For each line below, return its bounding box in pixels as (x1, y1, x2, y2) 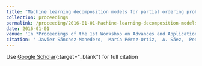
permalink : (6, 20, 34, 26)
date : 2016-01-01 (6, 25, 50, 32)
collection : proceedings (6, 14, 69, 20)
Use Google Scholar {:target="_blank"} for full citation (6, 53, 138, 60)
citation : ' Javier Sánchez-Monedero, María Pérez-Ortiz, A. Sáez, (6, 37, 185, 43)
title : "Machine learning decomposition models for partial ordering (6, 8, 185, 15)
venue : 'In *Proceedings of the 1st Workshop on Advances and (6, 31, 165, 37)
